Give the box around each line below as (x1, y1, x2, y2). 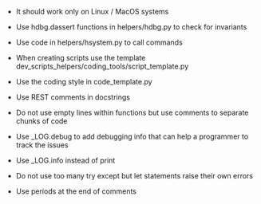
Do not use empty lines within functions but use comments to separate (15, 108, 249, 117)
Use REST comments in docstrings (15, 92, 130, 102)
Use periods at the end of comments (15, 186, 137, 196)
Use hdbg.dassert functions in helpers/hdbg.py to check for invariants (15, 22, 247, 31)
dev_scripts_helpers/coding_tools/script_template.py (15, 61, 189, 71)
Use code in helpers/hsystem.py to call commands (15, 37, 184, 47)
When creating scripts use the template (15, 53, 146, 62)
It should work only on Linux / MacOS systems (15, 7, 169, 16)
